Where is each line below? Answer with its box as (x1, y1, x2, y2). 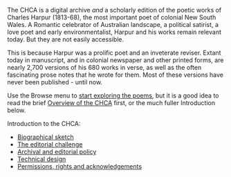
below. (7, 106, 26, 114)
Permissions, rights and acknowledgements (17, 162, 142, 170)
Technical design (17, 155, 66, 163)
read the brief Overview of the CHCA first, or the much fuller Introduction (7, 99, 216, 106)
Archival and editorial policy (17, 148, 97, 156)
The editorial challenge (17, 140, 83, 148)
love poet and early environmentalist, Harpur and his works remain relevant (7, 28, 221, 36)
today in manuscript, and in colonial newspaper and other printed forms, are (7, 56, 224, 64)
